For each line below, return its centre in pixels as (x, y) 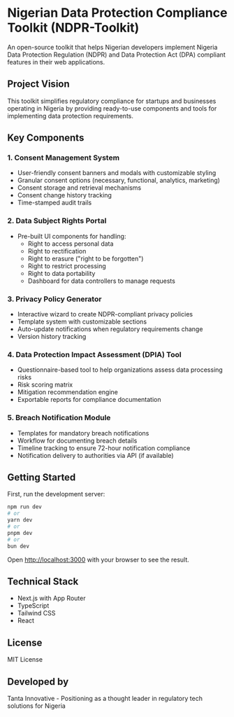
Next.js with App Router (51, 598)
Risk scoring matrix (45, 385)
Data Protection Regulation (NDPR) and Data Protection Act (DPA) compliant (116, 55)
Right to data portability (61, 273)
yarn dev (20, 520)
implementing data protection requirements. (71, 116)
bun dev (19, 546)
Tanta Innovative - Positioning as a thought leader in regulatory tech (105, 698)
